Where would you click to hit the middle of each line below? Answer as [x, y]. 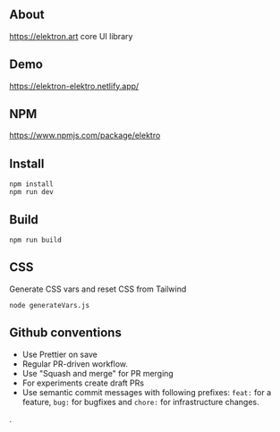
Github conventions [66, 333]
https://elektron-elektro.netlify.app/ [74, 86]
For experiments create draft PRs [83, 383]
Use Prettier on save [60, 354]
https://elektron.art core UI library [71, 36]
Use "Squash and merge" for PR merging [98, 373]
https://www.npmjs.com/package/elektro [85, 136]
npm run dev [31, 192]
